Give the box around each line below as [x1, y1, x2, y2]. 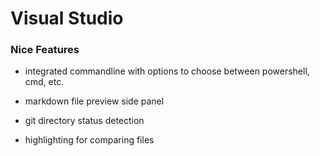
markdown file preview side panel [24, 95, 165, 107]
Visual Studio [10, 7, 124, 30]
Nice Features [10, 43, 80, 57]
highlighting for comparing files [24, 134, 155, 146]
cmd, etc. [24, 76, 65, 88]
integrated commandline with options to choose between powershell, [24, 65, 310, 77]
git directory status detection [24, 115, 145, 127]
